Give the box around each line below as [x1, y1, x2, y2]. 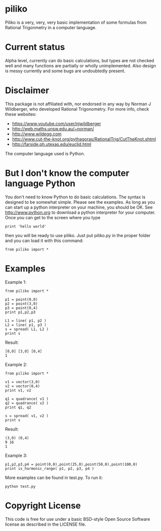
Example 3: [5, 452, 28, 458]
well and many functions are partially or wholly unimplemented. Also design [5, 63, 156, 68]
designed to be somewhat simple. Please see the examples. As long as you [5, 199, 155, 205]
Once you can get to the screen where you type [5, 214, 101, 220]
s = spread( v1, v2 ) [5, 413, 49, 418]
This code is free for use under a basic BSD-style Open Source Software [5, 516, 150, 522]
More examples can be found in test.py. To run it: [5, 474, 103, 481]
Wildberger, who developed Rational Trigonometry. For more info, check [5, 106, 149, 112]
